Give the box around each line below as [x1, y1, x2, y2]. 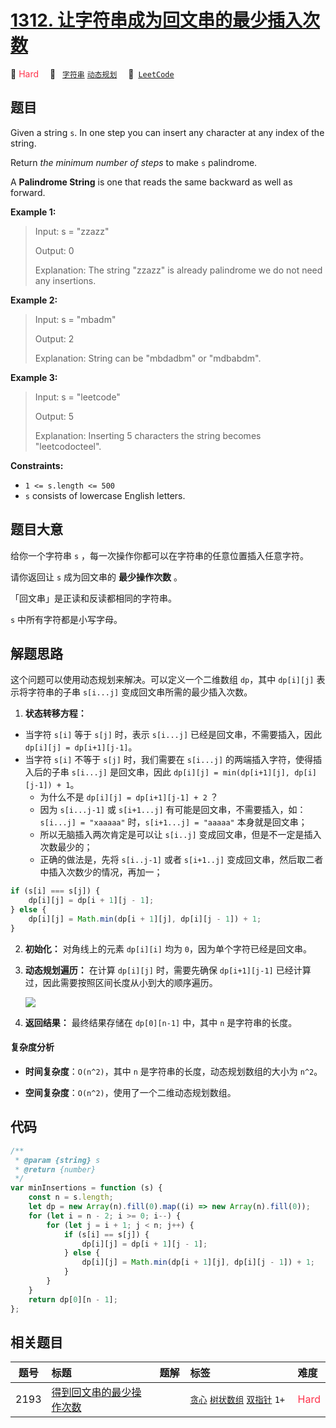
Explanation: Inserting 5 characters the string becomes [34, 429, 262, 441]
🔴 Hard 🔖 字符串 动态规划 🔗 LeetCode [10, 67, 175, 80]
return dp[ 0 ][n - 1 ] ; [28, 1294, 118, 1305]
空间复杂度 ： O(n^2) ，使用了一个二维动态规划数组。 [24, 1086, 237, 1098]
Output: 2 [34, 332, 75, 345]
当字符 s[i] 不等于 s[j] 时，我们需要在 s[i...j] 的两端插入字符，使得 [24, 754, 313, 766]
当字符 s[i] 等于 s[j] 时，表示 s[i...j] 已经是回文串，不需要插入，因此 [24, 729, 322, 741]
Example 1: [10, 206, 57, 218]
